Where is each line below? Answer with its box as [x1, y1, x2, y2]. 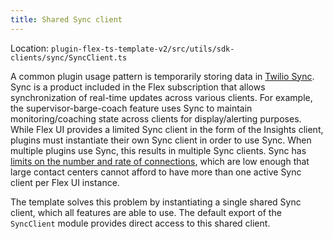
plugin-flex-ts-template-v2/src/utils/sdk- [50, 44, 235, 54]
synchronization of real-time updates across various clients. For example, [10, 91, 313, 103]
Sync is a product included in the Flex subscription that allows [10, 81, 266, 93]
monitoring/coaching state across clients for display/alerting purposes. [10, 112, 302, 125]
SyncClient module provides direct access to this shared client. [10, 217, 271, 229]
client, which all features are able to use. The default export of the [10, 206, 282, 218]
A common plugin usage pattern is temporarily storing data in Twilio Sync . [10, 70, 315, 82]
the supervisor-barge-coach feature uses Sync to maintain [10, 102, 253, 114]
